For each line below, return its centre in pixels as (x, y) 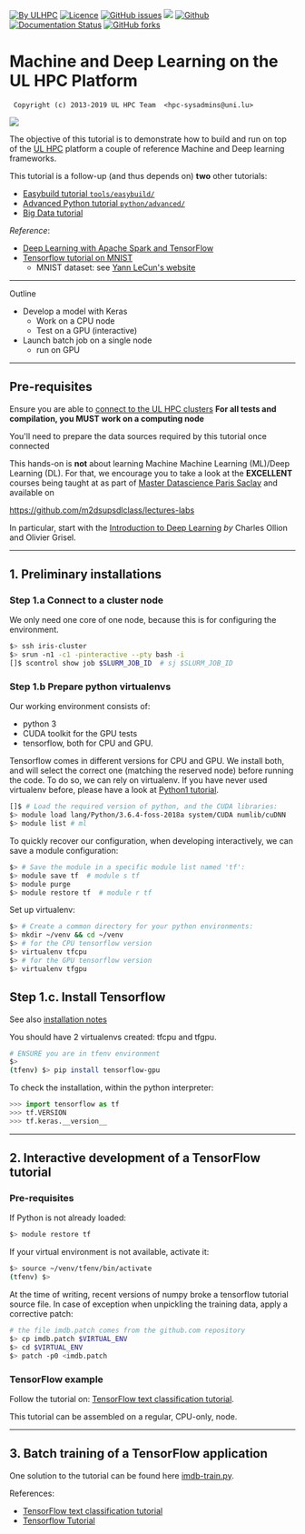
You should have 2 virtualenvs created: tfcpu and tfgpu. (113, 1037)
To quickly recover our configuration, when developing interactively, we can (151, 840)
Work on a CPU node (75, 321)
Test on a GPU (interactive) (87, 330)
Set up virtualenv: (42, 910)
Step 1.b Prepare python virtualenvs (90, 687)
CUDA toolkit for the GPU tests (80, 734)
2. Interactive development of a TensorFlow (135, 1158)
